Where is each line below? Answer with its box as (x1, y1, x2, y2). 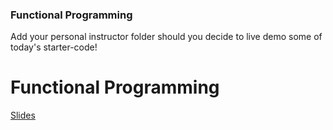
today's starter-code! (10, 41, 98, 53)
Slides (10, 109, 36, 122)
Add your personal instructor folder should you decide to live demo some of (10, 31, 323, 43)
